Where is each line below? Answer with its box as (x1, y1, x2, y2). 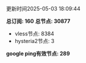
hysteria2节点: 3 (14, 38, 55, 44)
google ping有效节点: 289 (6, 50, 70, 57)
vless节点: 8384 (14, 30, 55, 37)
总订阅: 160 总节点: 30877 (6, 18, 71, 25)
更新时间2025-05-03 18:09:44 (6, 5, 81, 12)
